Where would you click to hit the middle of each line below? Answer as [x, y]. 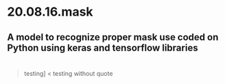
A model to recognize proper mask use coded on [113, 37]
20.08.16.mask [50, 12]
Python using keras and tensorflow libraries [103, 47]
